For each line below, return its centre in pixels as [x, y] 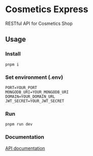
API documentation [25, 148]
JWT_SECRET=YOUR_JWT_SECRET [35, 101]
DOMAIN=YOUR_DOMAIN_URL [30, 97]
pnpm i [12, 65]
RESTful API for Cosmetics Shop [39, 23]
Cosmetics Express [47, 9]
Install [13, 54]
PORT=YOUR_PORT [21, 87]
